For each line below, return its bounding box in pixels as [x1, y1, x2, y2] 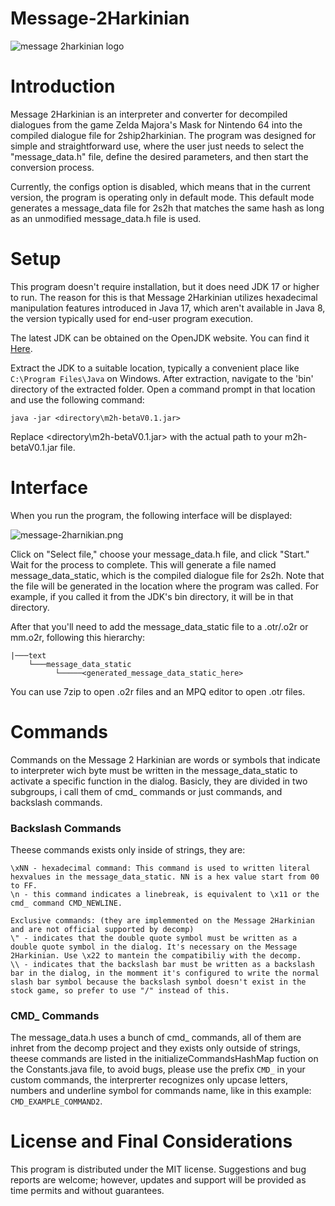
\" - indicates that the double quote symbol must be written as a [10, 933, 298, 943]
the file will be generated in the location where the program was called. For [10, 580, 320, 592]
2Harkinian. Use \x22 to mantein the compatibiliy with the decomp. [10, 950, 302, 961]
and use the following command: [10, 393, 145, 406]
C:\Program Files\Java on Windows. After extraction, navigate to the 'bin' [10, 372, 314, 384]
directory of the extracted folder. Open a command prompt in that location [10, 383, 316, 395]
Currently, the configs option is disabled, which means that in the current [10, 180, 311, 192]
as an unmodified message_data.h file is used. [10, 212, 202, 224]
